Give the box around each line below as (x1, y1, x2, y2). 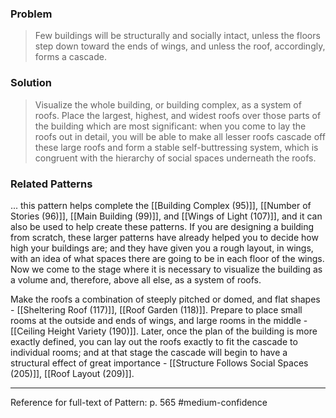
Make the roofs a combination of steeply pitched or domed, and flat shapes (10, 293, 321, 305)
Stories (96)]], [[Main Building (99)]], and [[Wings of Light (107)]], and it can (10, 210, 323, 222)
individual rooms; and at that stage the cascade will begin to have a (10, 346, 288, 358)
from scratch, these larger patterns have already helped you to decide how (10, 231, 319, 243)
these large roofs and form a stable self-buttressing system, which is (34, 141, 319, 153)
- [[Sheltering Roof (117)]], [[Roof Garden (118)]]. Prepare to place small (10, 303, 303, 316)
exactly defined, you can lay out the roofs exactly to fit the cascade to (10, 335, 298, 347)
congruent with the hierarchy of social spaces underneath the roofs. (34, 152, 317, 164)
